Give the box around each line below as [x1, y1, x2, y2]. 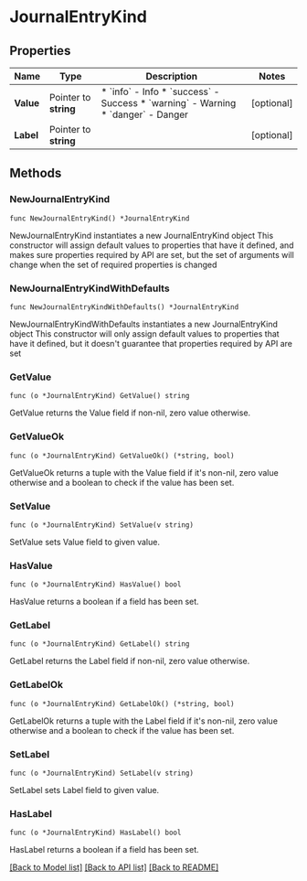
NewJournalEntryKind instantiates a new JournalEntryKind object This [9, 230, 274, 241]
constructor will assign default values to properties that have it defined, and [9, 240, 294, 251]
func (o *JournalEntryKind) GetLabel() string [9, 639, 190, 649]
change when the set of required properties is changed [9, 259, 217, 270]
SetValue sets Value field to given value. [9, 536, 160, 547]
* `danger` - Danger [101, 108, 189, 121]
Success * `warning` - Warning [101, 97, 237, 109]
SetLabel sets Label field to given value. [9, 785, 160, 796]
